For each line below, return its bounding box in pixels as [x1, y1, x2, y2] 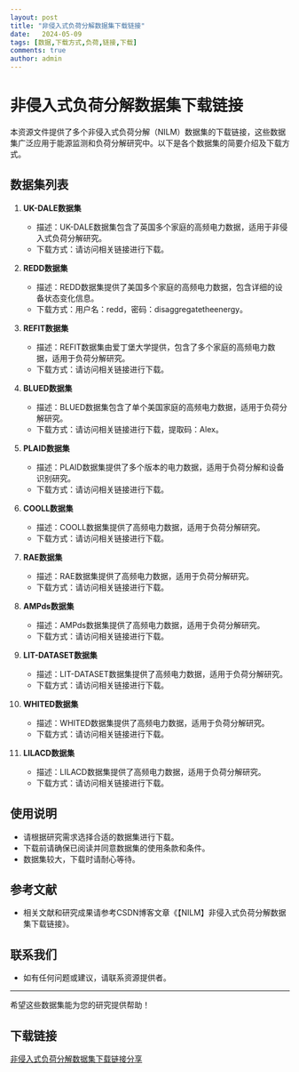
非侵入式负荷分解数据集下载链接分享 [10, 1053, 143, 1064]
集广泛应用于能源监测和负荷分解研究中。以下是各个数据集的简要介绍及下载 [10, 137, 282, 148]
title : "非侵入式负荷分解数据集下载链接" [10, 21, 146, 30]
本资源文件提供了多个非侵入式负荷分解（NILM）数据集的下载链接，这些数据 [10, 126, 287, 137]
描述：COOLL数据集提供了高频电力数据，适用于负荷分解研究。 [35, 521, 265, 532]
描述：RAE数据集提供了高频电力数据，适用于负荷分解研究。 [35, 570, 254, 581]
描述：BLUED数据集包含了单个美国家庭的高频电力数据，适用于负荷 [35, 401, 280, 412]
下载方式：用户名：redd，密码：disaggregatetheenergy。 [35, 303, 248, 314]
